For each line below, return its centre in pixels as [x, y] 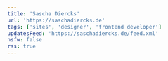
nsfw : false [25, 40]
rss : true [22, 46]
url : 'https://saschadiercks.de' [56, 20]
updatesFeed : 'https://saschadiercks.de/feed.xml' [83, 33]
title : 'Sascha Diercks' [44, 14]
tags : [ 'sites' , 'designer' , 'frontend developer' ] [84, 27]
